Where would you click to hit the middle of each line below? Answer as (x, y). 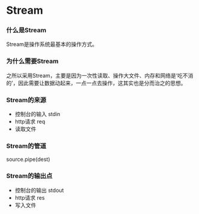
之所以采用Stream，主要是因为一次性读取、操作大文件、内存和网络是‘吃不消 (100, 75)
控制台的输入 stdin (37, 114)
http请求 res (30, 197)
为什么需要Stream (32, 62)
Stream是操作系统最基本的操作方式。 (52, 44)
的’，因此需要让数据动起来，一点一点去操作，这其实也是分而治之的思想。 (96, 83)
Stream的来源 (26, 100)
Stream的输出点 (29, 176)
